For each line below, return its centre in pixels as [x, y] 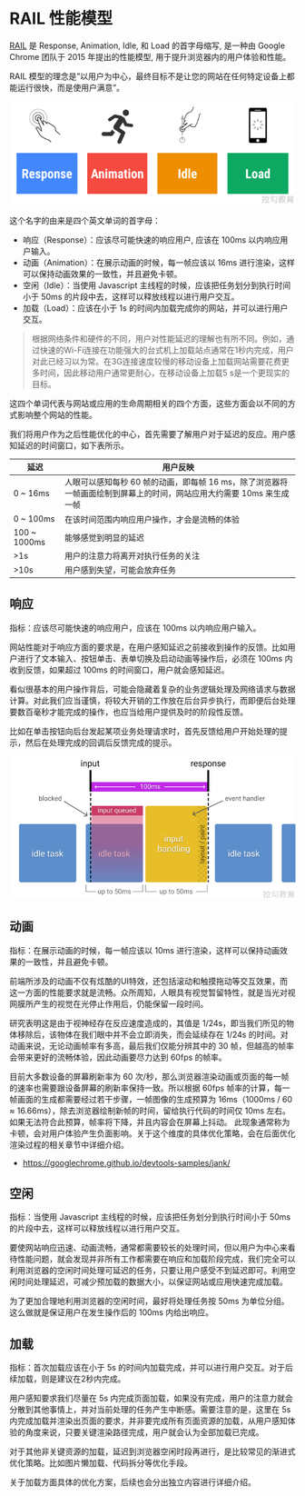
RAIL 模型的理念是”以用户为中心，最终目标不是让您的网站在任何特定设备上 [148, 76]
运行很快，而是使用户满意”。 [71, 87]
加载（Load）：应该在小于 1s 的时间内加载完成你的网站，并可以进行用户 [155, 308]
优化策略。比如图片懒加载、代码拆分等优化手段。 [101, 1463]
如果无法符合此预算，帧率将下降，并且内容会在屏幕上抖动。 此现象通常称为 [150, 1122]
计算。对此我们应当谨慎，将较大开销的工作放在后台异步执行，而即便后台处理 [152, 700]
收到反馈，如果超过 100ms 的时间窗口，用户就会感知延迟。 [119, 670]
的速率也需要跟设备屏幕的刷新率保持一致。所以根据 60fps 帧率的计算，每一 [150, 1088]
